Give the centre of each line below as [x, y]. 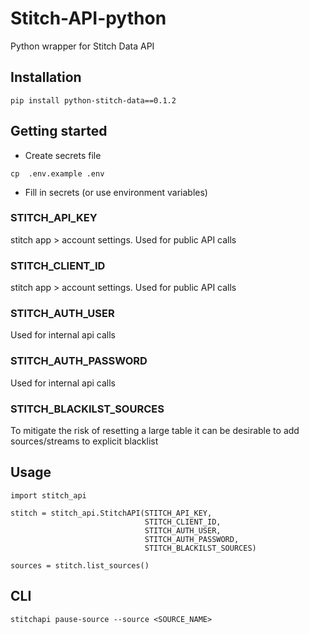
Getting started [59, 131]
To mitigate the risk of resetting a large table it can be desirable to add [155, 431]
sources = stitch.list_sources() [80, 565]
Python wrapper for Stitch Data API [82, 46]
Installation [46, 77]
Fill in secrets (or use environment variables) [116, 192]
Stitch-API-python [88, 18]
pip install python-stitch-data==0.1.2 [93, 100]
